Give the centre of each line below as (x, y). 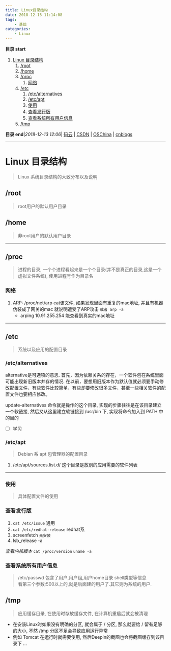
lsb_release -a (27, 541)
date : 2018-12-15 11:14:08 (34, 15)
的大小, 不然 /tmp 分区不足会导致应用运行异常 (60, 631)
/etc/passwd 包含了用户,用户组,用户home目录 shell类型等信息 (82, 578)
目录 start (16, 49)
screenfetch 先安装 (32, 535)
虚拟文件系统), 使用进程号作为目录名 (55, 276)
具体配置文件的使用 (38, 496)
